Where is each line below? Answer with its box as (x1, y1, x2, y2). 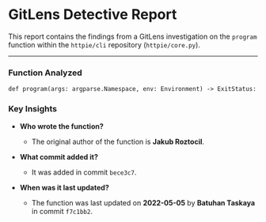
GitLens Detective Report (8, 6, 177, 24)
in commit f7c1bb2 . (31, 206, 93, 216)
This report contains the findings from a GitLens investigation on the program (8, 32, 257, 41)
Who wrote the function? (19, 121, 104, 131)
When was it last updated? (19, 182, 109, 192)
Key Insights (8, 103, 58, 115)
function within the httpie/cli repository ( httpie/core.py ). (8, 40, 200, 49)
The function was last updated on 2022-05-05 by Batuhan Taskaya (31, 198, 256, 207)
